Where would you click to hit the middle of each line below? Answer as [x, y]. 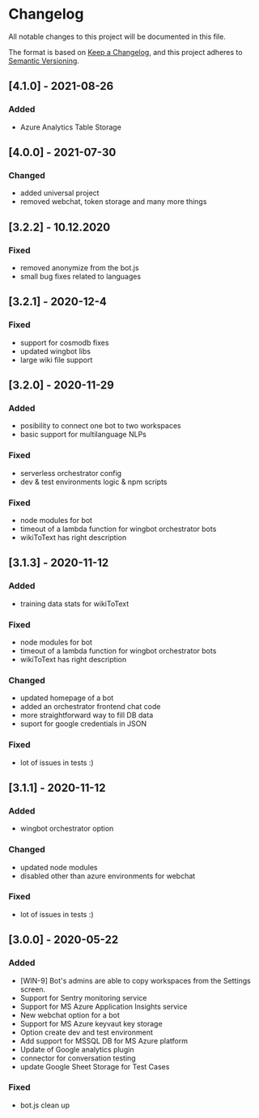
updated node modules [59, 867]
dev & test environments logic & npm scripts [93, 482]
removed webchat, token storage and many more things [113, 202]
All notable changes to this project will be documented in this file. [117, 36]
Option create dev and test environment [87, 1032]
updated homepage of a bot [67, 698]
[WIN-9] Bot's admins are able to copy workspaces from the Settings [135, 980]
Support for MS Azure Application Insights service [104, 1006]
